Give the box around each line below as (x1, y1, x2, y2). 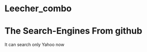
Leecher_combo (4, 3, 72, 14)
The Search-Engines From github (4, 26, 143, 37)
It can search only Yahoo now (4, 42, 65, 48)
